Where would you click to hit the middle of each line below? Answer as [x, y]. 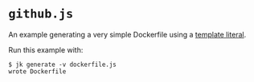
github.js [41, 14]
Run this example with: [46, 49]
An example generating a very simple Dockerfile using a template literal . [127, 34]
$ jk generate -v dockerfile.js [62, 64]
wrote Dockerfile [37, 71]
